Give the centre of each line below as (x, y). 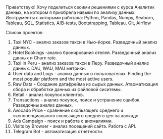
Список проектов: (25, 32)
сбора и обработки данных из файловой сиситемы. (67, 89)
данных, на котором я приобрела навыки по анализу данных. (71, 12)
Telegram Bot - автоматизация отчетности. (58, 131)
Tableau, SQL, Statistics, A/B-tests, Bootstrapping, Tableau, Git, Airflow (78, 23)
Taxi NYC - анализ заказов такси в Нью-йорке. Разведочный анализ (85, 42)
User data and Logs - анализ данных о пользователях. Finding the (82, 73)
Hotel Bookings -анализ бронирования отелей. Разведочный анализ (84, 52)
